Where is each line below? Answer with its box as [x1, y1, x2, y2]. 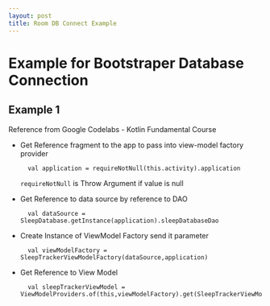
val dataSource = [27, 209, 86, 217]
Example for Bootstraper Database [8, 54, 244, 72]
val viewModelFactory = [27, 246, 107, 254]
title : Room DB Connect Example [8, 19, 117, 27]
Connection [8, 71, 89, 89]
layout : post [8, 11, 52, 20]
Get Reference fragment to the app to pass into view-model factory [19, 140, 244, 150]
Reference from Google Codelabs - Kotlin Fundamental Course [8, 124, 217, 134]
